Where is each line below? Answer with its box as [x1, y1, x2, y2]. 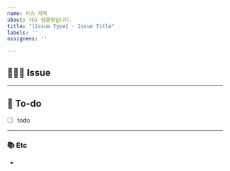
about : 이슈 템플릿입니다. [7, 16, 73, 23]
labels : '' [7, 29, 38, 36]
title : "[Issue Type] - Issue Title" [7, 23, 115, 29]
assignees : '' [7, 36, 48, 42]
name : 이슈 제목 [7, 10, 48, 17]
